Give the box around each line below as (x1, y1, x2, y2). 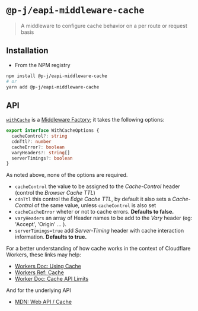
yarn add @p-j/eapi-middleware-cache (6, 84, 100, 90)
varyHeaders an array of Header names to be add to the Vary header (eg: (14, 214, 193, 221)
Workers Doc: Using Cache (14, 263, 81, 270)
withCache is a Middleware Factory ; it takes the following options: (6, 116, 165, 123)
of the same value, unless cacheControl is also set (34, 202, 157, 209)
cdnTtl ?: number (11, 138, 52, 144)
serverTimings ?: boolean (11, 155, 73, 161)
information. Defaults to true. (14, 233, 87, 240)
